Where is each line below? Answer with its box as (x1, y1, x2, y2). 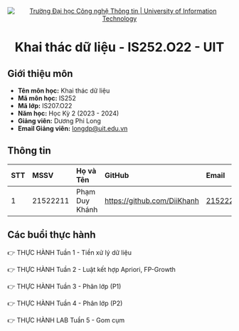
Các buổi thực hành (7, 228, 96, 241)
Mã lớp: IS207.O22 (17, 102, 73, 110)
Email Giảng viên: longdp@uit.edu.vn (17, 125, 128, 132)
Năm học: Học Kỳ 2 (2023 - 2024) (17, 109, 119, 117)
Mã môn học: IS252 (17, 94, 76, 103)
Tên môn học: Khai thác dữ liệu (17, 86, 110, 95)
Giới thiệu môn (7, 68, 73, 80)
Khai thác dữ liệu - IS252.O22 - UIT (14, 39, 225, 56)
